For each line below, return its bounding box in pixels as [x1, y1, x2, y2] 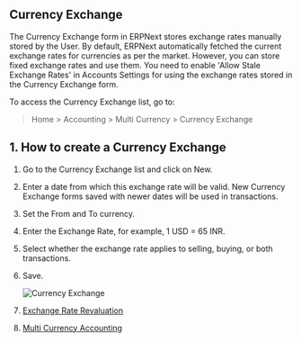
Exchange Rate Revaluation [22, 305, 124, 316]
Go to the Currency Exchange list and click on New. [22, 164, 213, 175]
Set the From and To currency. [22, 208, 136, 219]
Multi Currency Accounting [22, 322, 123, 333]
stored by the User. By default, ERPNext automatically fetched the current [9, 40, 282, 51]
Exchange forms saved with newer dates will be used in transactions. [22, 191, 279, 202]
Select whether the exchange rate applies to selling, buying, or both [22, 243, 274, 254]
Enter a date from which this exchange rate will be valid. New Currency [22, 181, 286, 192]
